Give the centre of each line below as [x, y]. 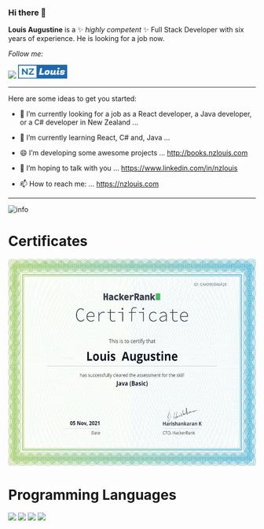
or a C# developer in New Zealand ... [79, 122]
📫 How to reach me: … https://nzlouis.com [89, 184]
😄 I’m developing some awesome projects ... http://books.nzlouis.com [134, 153]
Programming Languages [92, 495]
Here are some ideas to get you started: [73, 99]
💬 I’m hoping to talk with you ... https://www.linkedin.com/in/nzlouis [128, 168]
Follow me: [26, 54]
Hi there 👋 [27, 13]
